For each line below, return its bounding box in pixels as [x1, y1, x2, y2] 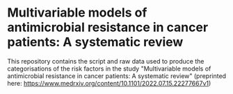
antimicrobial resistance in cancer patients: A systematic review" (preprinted [7, 71, 227, 80]
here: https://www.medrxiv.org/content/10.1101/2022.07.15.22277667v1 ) [7, 79, 211, 87]
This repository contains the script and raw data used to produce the [7, 57, 204, 65]
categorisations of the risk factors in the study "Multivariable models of [7, 64, 211, 73]
